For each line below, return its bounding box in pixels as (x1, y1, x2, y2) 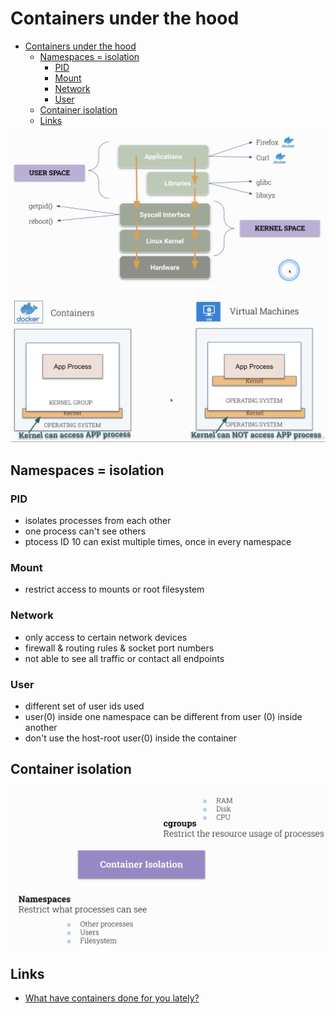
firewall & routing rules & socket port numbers (24, 642, 215, 654)
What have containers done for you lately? (24, 992, 200, 1004)
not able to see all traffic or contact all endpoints (24, 652, 225, 664)
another (24, 721, 58, 733)
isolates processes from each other (24, 515, 172, 527)
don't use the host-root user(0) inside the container (24, 732, 238, 744)
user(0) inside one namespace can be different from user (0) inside (24, 710, 303, 722)
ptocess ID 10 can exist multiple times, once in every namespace (24, 536, 292, 548)
